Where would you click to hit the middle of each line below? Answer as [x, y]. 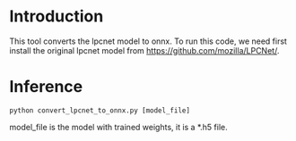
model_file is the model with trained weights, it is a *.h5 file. [118, 127]
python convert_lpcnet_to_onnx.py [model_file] [100, 110]
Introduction [57, 17]
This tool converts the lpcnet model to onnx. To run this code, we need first [148, 41]
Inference [46, 87]
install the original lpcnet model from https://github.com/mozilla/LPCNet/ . [144, 50]
